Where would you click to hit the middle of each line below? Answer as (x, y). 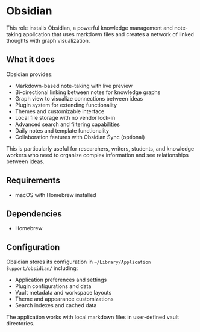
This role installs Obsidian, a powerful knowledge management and (90, 28)
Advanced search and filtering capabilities (67, 124)
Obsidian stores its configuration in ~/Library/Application (79, 262)
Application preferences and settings (61, 280)
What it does (31, 59)
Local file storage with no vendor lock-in (65, 117)
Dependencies (34, 214)
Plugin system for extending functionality (66, 105)
